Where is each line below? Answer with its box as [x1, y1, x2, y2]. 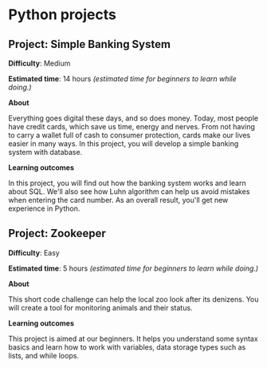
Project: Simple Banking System [8, 38, 171, 51]
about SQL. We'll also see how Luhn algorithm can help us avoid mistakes [8, 187, 250, 196]
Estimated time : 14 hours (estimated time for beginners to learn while [8, 74, 237, 83]
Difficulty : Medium [8, 58, 71, 68]
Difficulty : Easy [8, 247, 60, 257]
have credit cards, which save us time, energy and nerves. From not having [8, 122, 255, 131]
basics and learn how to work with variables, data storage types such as [8, 342, 246, 352]
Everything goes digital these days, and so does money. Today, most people [8, 113, 259, 123]
